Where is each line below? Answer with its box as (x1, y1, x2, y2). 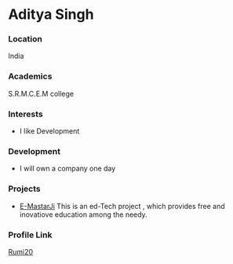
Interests (8, 108, 43, 119)
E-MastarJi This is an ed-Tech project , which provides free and (19, 201, 225, 211)
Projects (8, 183, 41, 194)
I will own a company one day (19, 163, 116, 174)
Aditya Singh (8, 5, 94, 24)
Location (8, 34, 43, 45)
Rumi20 (8, 247, 34, 256)
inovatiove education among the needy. (19, 210, 147, 219)
